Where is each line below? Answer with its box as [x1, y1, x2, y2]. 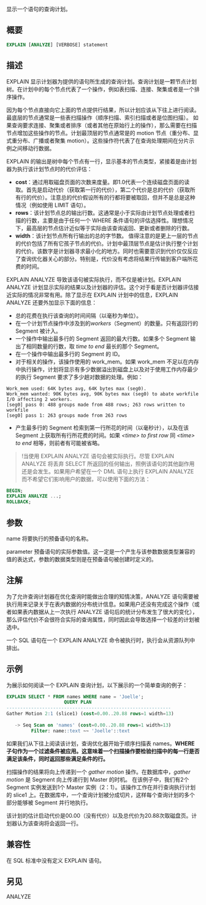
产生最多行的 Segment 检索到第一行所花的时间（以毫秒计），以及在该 [15, 424, 189, 431]
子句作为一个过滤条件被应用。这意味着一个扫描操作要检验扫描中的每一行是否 [6, 747, 200, 755]
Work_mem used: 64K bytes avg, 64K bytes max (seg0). [6, 386, 147, 392]
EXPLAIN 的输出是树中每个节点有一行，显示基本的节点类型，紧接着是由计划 [6, 157, 197, 165]
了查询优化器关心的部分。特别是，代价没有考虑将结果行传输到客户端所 [15, 255, 193, 262]
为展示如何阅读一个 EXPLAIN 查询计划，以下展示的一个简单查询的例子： [6, 681, 188, 689]
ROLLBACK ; [6, 499, 32, 505]
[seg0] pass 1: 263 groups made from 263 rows [6, 412, 128, 419]
